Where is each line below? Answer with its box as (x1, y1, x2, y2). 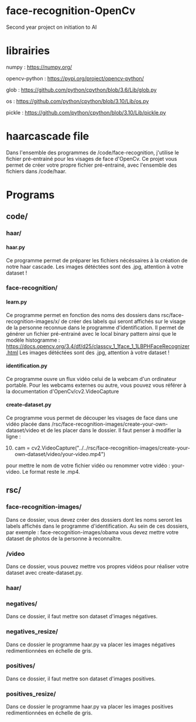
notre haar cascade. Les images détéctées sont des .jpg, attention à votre (6, 263, 184, 270)
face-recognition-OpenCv (6, 4, 136, 18)
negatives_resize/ (6, 627, 59, 636)
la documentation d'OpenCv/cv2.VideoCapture (6, 387, 119, 394)
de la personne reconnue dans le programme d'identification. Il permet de (6, 324, 184, 331)
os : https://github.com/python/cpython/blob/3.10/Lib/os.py (6, 97, 149, 104)
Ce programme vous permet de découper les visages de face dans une (6, 414, 178, 421)
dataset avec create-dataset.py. (6, 569, 83, 576)
